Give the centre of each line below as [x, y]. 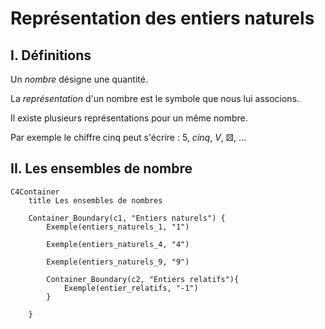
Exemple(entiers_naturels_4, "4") [118, 244]
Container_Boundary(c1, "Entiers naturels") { [127, 218]
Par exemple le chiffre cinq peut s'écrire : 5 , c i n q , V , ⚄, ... [128, 137]
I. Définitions [51, 55]
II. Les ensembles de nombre [101, 168]
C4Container [35, 192]
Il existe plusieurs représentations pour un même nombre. [129, 118]
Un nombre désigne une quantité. [79, 79]
